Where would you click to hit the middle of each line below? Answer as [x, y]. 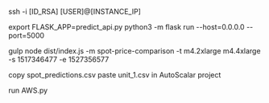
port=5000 [27, 36]
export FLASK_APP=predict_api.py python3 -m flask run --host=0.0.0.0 [126, 27]
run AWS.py [28, 90]
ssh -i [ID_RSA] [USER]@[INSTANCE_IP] [74, 12]
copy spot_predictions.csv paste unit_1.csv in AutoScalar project [115, 75]
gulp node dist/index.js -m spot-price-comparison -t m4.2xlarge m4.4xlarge [134, 51]
